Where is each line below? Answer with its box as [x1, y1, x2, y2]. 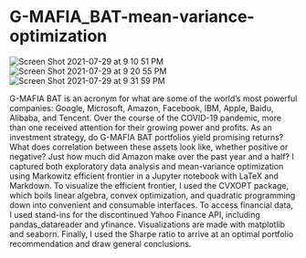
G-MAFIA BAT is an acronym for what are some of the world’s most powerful [9, 93, 298, 104]
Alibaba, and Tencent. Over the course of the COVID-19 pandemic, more [9, 112, 281, 123]
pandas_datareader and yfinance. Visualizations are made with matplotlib [9, 219, 286, 230]
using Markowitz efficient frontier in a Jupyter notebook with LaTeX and [9, 170, 279, 181]
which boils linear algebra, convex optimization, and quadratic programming [9, 190, 296, 201]
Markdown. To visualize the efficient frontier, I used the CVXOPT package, [9, 180, 290, 191]
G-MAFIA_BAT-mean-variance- [9, 6, 255, 27]
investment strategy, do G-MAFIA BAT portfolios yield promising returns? [9, 131, 284, 142]
